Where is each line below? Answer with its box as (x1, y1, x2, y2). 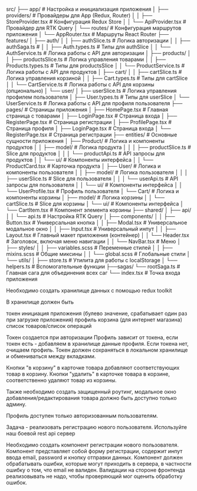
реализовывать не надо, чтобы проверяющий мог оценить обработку (6, 473, 183, 480)
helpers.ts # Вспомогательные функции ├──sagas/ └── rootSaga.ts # (6, 263, 180, 270)
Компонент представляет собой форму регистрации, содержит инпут (6, 448, 183, 454)
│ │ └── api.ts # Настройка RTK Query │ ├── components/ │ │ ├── (6, 213, 175, 220)
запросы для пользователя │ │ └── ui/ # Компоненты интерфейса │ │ (6, 181, 183, 188)
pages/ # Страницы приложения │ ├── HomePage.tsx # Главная (6, 106, 168, 113)
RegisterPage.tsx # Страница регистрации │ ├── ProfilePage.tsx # (6, 119, 172, 125)
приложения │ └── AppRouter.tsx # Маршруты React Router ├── (6, 31, 169, 38)
